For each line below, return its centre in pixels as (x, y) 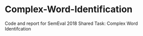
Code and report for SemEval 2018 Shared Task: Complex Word (71, 23)
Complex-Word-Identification (69, 9)
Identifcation (18, 28)
